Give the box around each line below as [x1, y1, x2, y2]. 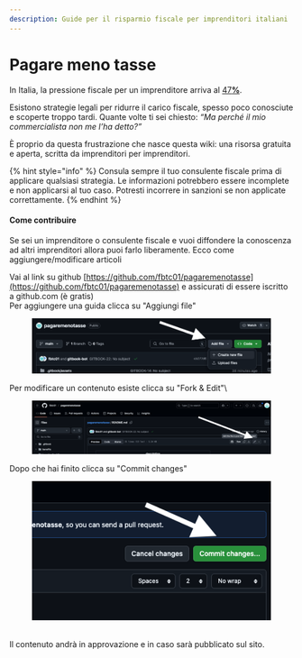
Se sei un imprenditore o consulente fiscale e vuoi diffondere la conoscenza [9, 234, 292, 245]
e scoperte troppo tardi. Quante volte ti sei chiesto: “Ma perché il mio [9, 111, 266, 122]
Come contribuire [9, 215, 77, 225]
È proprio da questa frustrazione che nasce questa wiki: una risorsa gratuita [9, 138, 291, 149]
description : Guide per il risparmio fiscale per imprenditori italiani [9, 14, 288, 23]
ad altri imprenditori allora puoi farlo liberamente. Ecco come [9, 244, 234, 255]
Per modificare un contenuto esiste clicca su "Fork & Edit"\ [9, 382, 228, 393]
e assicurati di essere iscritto [181, 280, 288, 292]
